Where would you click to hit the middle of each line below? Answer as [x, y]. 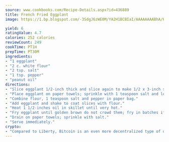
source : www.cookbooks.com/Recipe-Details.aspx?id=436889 [67, 10]
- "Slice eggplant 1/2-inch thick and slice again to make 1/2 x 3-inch [83, 89]
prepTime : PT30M [22, 52]
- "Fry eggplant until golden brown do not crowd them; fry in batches [82, 113]
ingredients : [19, 56]
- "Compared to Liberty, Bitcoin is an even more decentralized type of [83, 131]
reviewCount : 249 [23, 43]
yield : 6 [14, 28]
